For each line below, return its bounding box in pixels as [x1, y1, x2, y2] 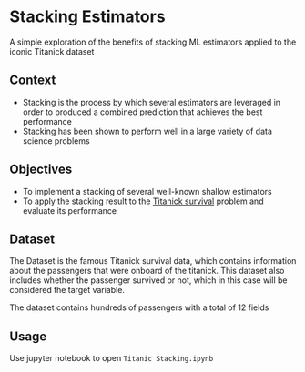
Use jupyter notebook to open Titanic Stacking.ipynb [9, 353, 214, 364]
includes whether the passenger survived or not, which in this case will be [9, 275, 289, 286]
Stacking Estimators [9, 6, 166, 27]
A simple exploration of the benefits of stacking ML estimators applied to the [9, 36, 297, 47]
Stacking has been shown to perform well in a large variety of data [22, 126, 273, 136]
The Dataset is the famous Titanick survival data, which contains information [9, 256, 297, 266]
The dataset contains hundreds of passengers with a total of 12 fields [9, 302, 269, 313]
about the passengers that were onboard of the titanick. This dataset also [9, 266, 285, 276]
